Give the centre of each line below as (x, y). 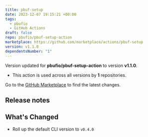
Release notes (28, 100)
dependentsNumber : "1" (29, 51)
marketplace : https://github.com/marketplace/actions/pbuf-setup (74, 42)
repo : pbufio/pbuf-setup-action (38, 38)
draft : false (19, 33)
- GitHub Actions (28, 28)
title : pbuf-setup (24, 10)
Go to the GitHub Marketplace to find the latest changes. (63, 84)
